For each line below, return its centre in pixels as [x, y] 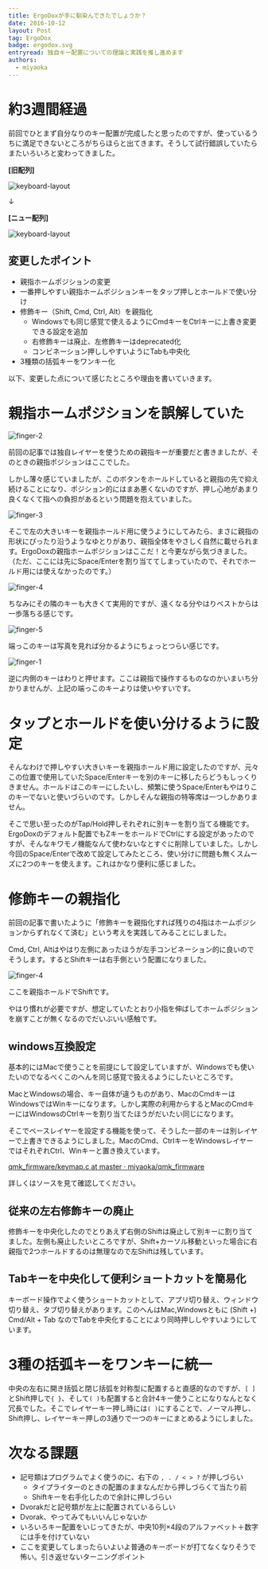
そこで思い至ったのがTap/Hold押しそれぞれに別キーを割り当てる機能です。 [131, 824]
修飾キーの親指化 [64, 899]
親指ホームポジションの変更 [65, 281]
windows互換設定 [52, 1046]
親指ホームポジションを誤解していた [126, 413]
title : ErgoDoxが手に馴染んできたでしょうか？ [78, 16]
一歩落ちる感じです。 [43, 614]
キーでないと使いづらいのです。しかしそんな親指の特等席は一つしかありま [136, 797]
